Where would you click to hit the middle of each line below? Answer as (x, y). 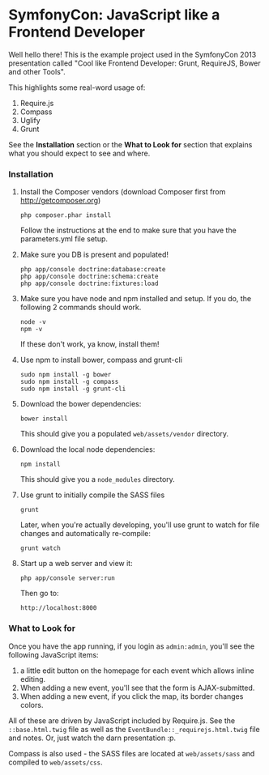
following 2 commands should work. (81, 307)
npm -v (31, 330)
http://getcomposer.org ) (60, 201)
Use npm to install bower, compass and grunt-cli (101, 360)
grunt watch (40, 548)
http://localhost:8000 (58, 608)
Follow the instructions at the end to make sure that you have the (128, 230)
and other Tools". (37, 71)
